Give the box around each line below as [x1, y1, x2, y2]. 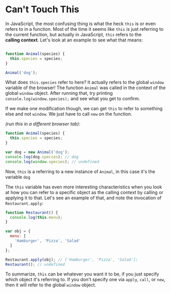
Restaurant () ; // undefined [5, 262, 65, 267]
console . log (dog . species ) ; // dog [5, 154, 79, 159]
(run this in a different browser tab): [5, 121, 81, 127]
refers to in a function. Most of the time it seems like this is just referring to [5, 26, 164, 32]
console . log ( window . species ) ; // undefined [5, 159, 100, 164]
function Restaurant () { [5, 210, 58, 215]
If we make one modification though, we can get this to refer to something [5, 106, 163, 112]
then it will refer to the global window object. [5, 282, 96, 288]
